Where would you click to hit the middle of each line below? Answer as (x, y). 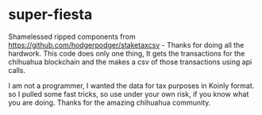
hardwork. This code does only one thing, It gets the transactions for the (127, 53)
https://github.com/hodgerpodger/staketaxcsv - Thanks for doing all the (126, 44)
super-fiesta (50, 15)
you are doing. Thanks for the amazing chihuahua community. (110, 102)
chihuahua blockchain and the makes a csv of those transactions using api (130, 62)
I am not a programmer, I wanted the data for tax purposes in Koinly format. (131, 86)
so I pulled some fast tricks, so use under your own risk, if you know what (129, 94)
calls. (17, 70)
